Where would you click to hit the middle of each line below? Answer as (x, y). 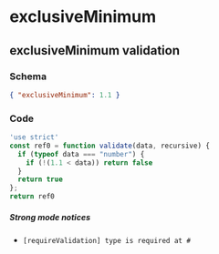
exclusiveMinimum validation (95, 51)
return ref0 (32, 197)
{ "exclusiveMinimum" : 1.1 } (65, 95)
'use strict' (34, 137)
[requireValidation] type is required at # (107, 241)
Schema (28, 76)
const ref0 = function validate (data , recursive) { (109, 146)
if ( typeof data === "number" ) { (81, 154)
